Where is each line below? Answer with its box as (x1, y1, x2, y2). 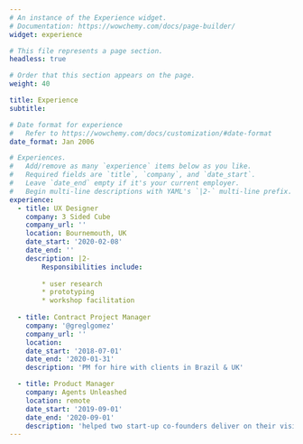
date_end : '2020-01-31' (25, 355, 115, 364)
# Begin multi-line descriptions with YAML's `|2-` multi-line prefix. (9, 187, 293, 196)
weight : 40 (9, 79, 50, 88)
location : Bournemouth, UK (25, 229, 127, 238)
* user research (41, 279, 103, 289)
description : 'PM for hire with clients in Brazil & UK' (25, 363, 244, 373)
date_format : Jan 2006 (9, 137, 95, 146)
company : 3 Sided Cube (25, 212, 111, 221)
